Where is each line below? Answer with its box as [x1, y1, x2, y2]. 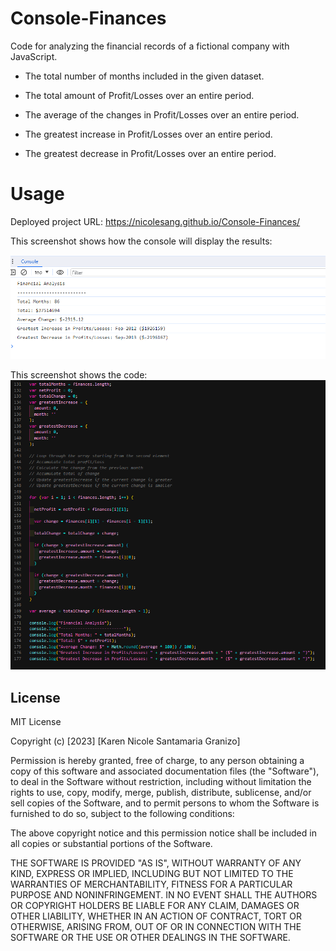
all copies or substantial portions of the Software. [10, 838, 213, 850]
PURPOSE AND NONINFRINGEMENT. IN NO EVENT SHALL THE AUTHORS [10, 889, 318, 901]
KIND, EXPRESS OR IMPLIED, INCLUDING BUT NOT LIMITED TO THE [10, 868, 294, 880]
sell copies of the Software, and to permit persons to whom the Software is [10, 797, 320, 809]
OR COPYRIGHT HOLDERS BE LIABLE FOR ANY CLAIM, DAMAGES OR [10, 900, 300, 912]
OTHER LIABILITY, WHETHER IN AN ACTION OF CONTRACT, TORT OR [10, 910, 302, 922]
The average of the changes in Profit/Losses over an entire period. [24, 108, 300, 121]
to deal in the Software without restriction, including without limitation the [10, 776, 312, 788]
